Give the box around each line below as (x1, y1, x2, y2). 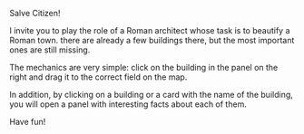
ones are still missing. (9, 44, 91, 55)
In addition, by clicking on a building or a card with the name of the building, (9, 90, 293, 100)
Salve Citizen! (9, 8, 61, 18)
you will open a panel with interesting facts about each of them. (9, 99, 247, 110)
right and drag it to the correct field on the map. (9, 72, 188, 82)
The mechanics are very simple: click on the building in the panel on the (9, 62, 279, 72)
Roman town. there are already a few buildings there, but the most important (9, 35, 295, 45)
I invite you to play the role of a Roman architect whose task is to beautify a (9, 25, 290, 35)
